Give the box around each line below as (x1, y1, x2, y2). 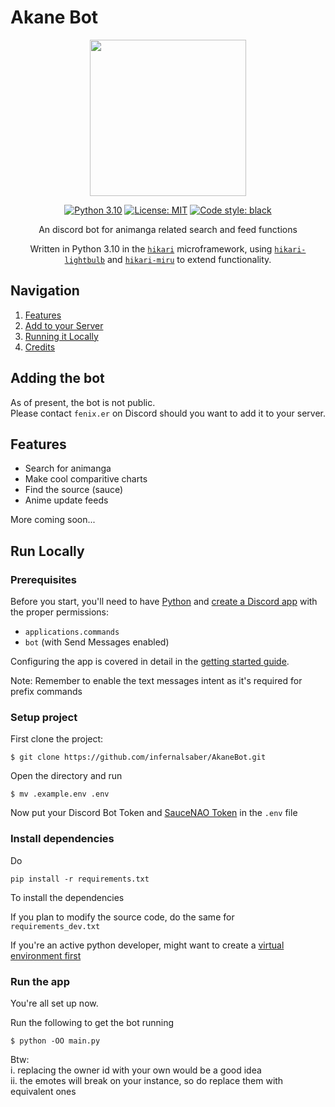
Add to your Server (24, 319, 104, 331)
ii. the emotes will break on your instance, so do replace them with (10, 1074, 284, 1086)
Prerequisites (10, 572, 77, 586)
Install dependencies (10, 832, 115, 846)
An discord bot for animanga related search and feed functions (38, 223, 298, 235)
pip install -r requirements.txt (10, 874, 150, 884)
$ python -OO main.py (10, 1036, 101, 1046)
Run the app (10, 974, 70, 988)
